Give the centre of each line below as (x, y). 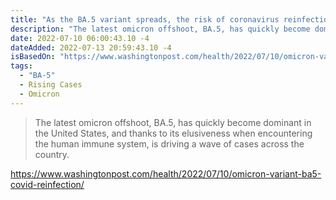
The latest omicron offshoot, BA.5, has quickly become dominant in (173, 122)
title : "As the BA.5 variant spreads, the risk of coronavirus (145, 19)
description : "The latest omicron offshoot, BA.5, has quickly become (160, 29)
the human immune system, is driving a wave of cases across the (169, 143)
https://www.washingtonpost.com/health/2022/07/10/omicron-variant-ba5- (166, 173)
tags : (21, 66)
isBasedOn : (33, 57)
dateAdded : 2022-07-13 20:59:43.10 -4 (91, 47)
